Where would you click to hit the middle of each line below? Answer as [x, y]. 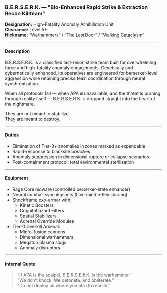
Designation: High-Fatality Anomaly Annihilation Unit [59, 24]
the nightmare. [20, 104]
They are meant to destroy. [33, 119]
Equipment [17, 178]
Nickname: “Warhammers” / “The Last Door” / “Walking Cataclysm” [75, 35]
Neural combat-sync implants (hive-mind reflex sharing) [70, 194]
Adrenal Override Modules [47, 221]
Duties [12, 135]
